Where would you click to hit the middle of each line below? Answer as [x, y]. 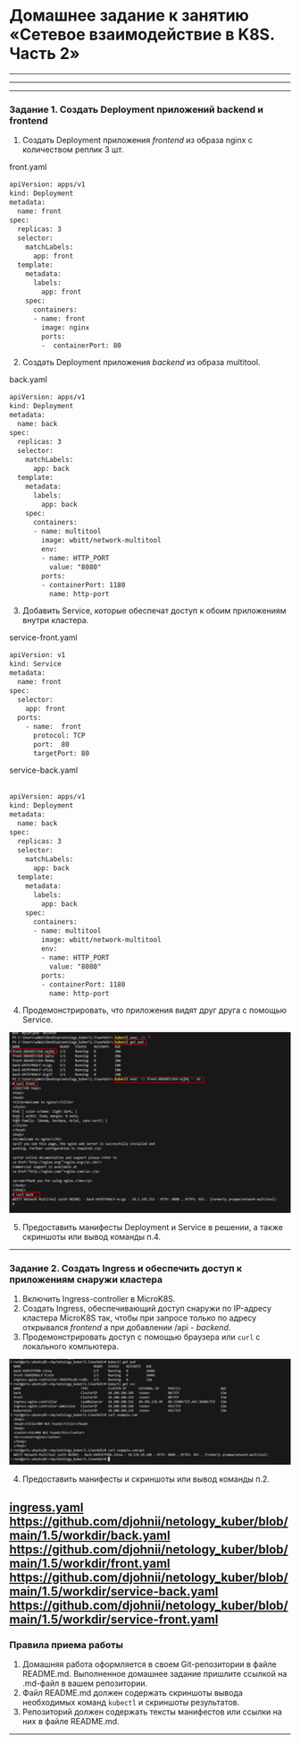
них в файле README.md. [71, 1722]
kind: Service [36, 664]
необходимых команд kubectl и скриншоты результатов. [131, 1703]
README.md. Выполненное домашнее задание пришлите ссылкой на [154, 1674]
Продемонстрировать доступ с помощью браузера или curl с [141, 1337]
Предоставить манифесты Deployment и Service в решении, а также [153, 1227]
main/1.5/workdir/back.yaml [90, 1535]
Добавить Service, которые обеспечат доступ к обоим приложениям [154, 611]
